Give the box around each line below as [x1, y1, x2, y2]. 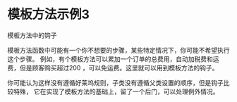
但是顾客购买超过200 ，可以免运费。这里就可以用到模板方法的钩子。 [19, 63, 219, 72]
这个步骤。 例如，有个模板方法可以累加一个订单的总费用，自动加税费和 [7, 54, 213, 63]
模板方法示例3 [7, 6, 90, 23]
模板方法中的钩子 [7, 31, 57, 39]
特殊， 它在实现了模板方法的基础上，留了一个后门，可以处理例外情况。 [13, 87, 219, 96]
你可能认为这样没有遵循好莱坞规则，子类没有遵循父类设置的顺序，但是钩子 [7, 78, 224, 87]
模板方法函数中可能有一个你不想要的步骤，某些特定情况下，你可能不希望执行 [7, 46, 230, 54]
